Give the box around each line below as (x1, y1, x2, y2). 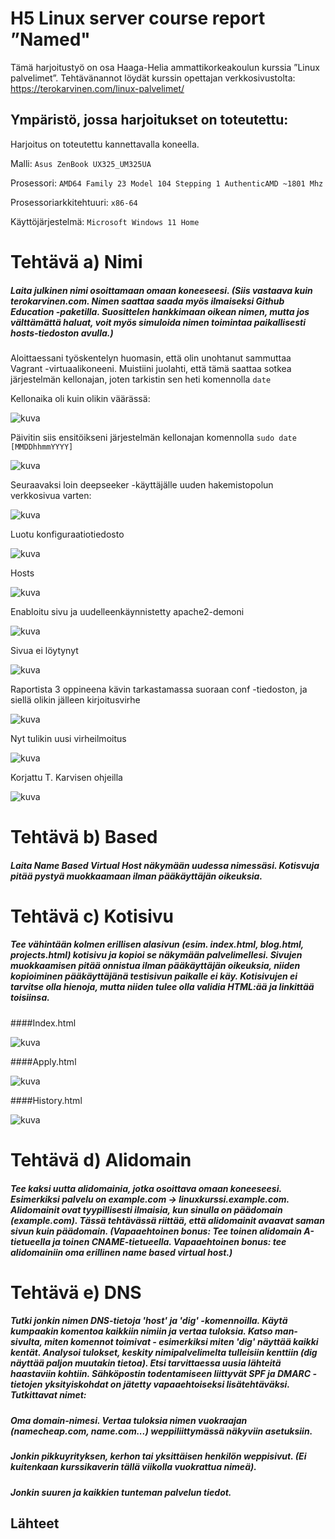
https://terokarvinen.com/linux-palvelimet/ (10, 82, 185, 94)
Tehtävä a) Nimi (10, 250, 143, 273)
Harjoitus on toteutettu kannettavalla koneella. (10, 138, 200, 150)
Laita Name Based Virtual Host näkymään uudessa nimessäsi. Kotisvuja (10, 859, 320, 871)
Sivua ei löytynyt (10, 644, 79, 656)
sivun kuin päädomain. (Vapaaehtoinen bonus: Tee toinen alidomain (10, 1225, 302, 1237)
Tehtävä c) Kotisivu (10, 905, 175, 927)
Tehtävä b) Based (10, 826, 158, 849)
